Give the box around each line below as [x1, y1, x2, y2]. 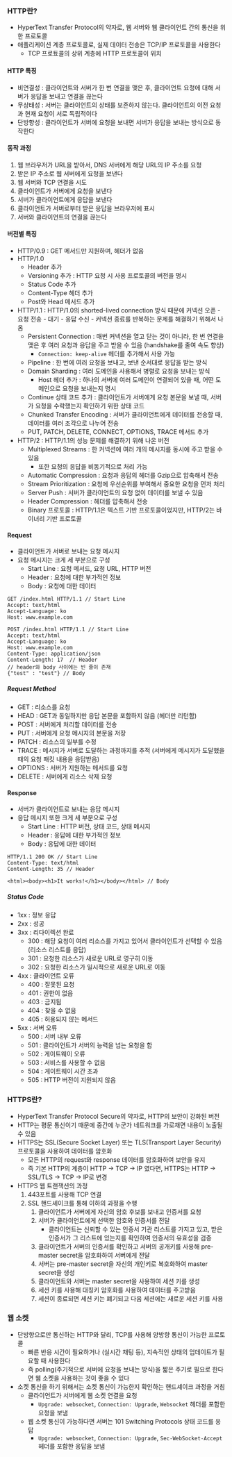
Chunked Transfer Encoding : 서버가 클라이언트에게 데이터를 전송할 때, [27, 410, 223, 418]
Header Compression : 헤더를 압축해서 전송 [27, 497, 148, 505]
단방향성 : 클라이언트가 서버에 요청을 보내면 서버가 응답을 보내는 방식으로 [17, 118, 214, 126]
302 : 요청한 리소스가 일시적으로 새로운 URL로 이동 [27, 963, 166, 972]
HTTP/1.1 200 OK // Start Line [7, 854, 98, 860]
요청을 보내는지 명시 [62, 384, 117, 392]
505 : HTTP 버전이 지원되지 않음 [27, 1076, 117, 1084]
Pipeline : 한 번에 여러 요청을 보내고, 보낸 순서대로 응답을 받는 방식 [27, 358, 208, 366]
